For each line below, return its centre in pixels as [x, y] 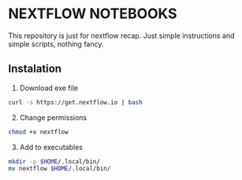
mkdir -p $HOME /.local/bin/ [54, 161]
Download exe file [49, 88]
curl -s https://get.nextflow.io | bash [76, 102]
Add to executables [51, 147]
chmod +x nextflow [38, 132]
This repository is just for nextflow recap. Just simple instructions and [121, 36]
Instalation [35, 69]
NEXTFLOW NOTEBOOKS [93, 14]
